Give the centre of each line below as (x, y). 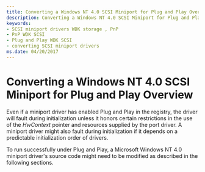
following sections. (30, 162)
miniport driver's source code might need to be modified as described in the (102, 156)
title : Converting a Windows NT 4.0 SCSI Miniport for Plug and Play (97, 12)
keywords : (19, 23)
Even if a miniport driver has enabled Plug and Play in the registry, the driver (102, 112)
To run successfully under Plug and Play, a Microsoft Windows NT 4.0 (94, 149)
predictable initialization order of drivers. (57, 137)
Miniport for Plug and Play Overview (100, 95)
